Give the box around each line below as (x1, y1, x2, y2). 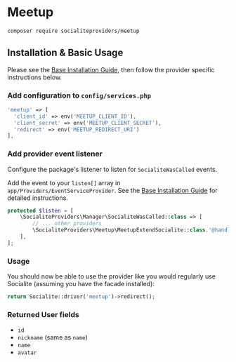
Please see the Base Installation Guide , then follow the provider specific (7, 65, 215, 74)
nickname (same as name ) (17, 333, 88, 342)
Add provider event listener (7, 149, 103, 159)
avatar (17, 349, 37, 356)
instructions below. (7, 73, 62, 81)
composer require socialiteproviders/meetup (7, 27, 140, 34)
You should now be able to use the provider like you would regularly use (7, 272, 216, 281)
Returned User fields (7, 309, 79, 319)
